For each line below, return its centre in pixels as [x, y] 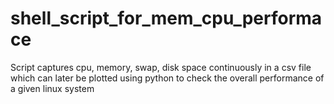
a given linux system [52, 88]
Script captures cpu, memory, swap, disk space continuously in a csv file [161, 67]
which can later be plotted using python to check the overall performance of [167, 78]
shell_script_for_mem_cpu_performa [166, 18]
